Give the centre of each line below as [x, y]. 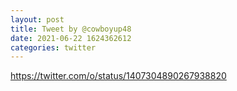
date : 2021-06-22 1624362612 [71, 38]
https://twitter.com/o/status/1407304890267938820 [118, 76]
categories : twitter [53, 47]
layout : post [37, 19]
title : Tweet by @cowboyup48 [71, 29]
